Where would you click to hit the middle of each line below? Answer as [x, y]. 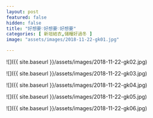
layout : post [22, 12]
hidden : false [24, 23]
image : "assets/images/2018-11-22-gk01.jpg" [63, 40]
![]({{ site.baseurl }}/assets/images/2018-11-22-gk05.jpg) [76, 97]
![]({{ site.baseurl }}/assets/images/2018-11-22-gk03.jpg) [77, 73]
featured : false [26, 17]
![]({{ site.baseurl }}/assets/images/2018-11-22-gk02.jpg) [77, 62]
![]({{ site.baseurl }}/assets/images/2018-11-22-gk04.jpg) [77, 85]
